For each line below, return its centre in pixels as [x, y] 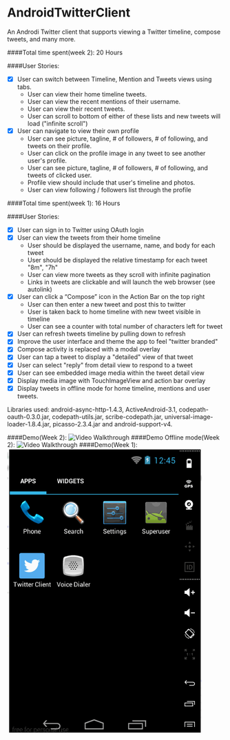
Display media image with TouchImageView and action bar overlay [111, 380]
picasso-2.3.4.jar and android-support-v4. [113, 424]
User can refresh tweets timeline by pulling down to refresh [101, 334]
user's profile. [47, 161]
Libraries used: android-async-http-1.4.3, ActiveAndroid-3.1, [92, 409]
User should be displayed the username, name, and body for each [121, 245]
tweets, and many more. [41, 39]
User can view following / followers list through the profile [109, 190]
